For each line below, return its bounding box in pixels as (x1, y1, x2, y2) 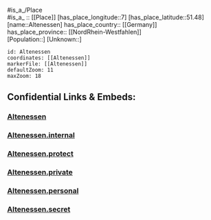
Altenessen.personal (7, 186, 79, 195)
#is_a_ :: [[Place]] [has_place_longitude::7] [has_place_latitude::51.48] (7, 13, 204, 21)
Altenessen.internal (7, 130, 76, 140)
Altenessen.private (7, 168, 74, 177)
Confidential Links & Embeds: (7, 91, 136, 103)
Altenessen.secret (7, 204, 71, 214)
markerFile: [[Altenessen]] (7, 61, 88, 68)
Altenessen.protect (7, 149, 74, 159)
